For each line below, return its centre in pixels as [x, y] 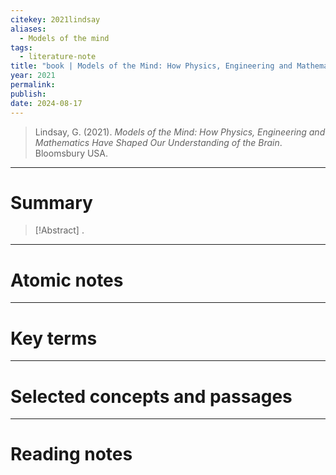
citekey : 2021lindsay [55, 19]
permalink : [33, 85]
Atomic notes [67, 280]
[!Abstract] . [59, 230]
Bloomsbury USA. [71, 153]
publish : [28, 94]
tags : [21, 47]
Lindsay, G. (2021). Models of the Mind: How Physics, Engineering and [180, 132]
